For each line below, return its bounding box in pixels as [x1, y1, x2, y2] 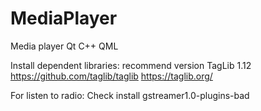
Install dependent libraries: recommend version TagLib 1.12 [10, 59, 252, 71]
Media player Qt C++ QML [10, 40, 119, 52]
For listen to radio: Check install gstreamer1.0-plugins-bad [10, 89, 250, 101]
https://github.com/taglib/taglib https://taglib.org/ [10, 70, 213, 82]
